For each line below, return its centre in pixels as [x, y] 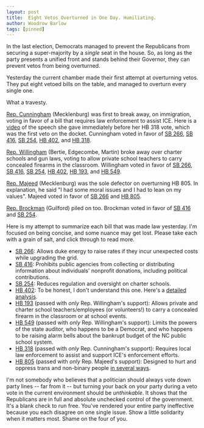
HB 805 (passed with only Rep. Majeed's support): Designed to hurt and [106, 361]
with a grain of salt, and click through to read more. [71, 239]
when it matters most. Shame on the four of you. [67, 419]
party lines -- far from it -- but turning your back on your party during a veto [102, 386]
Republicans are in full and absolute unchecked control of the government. [100, 399]
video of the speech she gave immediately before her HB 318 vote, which [98, 127]
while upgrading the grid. [47, 258]
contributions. [33, 277]
